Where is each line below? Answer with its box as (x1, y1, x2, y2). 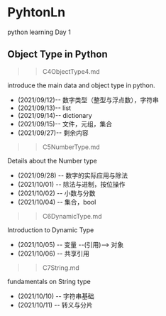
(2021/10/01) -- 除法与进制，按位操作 (17, 180, 126, 188)
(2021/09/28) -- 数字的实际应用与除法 (17, 171, 128, 180)
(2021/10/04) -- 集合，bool (17, 197, 96, 206)
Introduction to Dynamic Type (7, 225, 94, 234)
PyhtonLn (7, 4, 66, 21)
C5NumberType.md (42, 143, 101, 151)
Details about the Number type (7, 156, 97, 165)
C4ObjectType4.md (42, 67, 101, 75)
